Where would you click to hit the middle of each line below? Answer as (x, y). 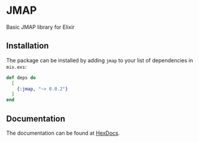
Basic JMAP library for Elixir (40, 27)
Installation (27, 46)
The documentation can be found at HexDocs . (63, 133)
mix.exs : (16, 67)
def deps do (21, 78)
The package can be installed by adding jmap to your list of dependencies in (99, 60)
